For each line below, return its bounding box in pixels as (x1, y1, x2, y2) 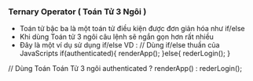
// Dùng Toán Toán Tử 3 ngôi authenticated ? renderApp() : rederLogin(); (8, 64, 242, 73)
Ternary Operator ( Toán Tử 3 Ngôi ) (8, 6, 147, 17)
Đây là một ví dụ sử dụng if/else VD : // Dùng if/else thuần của (19, 40, 220, 50)
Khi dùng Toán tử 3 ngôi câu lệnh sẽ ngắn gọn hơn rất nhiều (19, 32, 214, 41)
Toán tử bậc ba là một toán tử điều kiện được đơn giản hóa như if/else (19, 24, 245, 33)
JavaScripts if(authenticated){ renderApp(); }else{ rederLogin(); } (19, 49, 230, 58)
